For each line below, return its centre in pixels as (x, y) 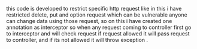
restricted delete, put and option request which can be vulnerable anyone (97, 15)
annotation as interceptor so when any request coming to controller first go (99, 27)
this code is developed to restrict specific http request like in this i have (94, 9)
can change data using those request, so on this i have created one (89, 21)
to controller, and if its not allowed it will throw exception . (77, 40)
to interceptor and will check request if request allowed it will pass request (98, 34)
